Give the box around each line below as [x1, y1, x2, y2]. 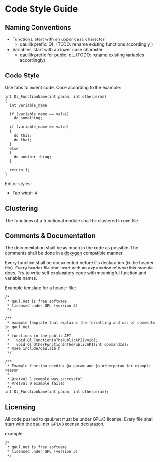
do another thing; [14, 154, 52, 159]
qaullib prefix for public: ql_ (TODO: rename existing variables [19, 52, 144, 58]
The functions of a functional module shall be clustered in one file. [5, 217, 139, 223]
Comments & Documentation [5, 232, 96, 240]
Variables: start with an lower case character [12, 47, 103, 52]
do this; [14, 133, 32, 138]
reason [5, 368, 19, 373]
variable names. [5, 275, 38, 281]
